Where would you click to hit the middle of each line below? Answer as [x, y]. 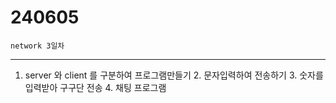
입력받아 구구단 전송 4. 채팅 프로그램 [95, 87]
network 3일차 [37, 46]
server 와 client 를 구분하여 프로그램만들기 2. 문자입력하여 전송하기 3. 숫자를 [174, 75]
